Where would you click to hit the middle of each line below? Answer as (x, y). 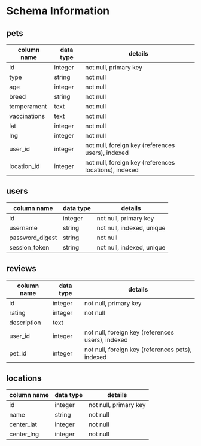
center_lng (24, 434)
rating (17, 312)
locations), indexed (112, 170)
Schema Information (58, 11)
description (25, 323)
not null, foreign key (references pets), (138, 350)
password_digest (33, 238)
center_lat (23, 424)
